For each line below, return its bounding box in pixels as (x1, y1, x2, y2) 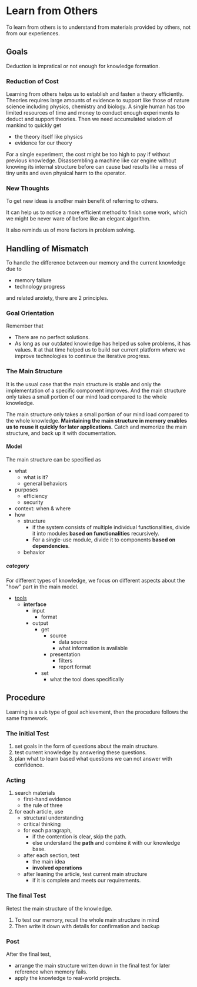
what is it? (23, 473, 48, 480)
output (32, 619, 49, 627)
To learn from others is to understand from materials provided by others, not (6, 24, 191, 31)
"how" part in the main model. (6, 583, 79, 590)
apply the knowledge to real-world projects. (14, 974, 121, 981)
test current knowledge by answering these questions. (14, 749, 147, 756)
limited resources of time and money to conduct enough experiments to (6, 109, 180, 116)
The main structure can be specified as (6, 456, 101, 463)
